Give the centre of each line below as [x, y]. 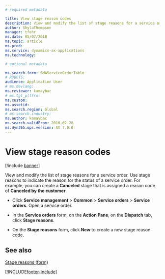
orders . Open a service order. [42, 205]
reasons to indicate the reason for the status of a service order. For [73, 180]
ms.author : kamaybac [26, 118]
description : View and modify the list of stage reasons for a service [80, 23]
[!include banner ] [23, 166]
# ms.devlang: [20, 86]
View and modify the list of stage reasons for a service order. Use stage [78, 175]
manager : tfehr [21, 32]
